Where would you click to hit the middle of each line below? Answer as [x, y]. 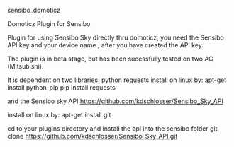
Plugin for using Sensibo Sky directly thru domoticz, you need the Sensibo [116, 37]
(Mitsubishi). [26, 66]
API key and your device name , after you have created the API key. [106, 45]
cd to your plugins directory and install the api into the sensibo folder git [112, 129]
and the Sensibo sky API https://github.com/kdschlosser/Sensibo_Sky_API [115, 101]
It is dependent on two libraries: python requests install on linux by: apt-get [117, 80]
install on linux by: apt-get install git [59, 115]
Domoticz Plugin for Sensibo [49, 24]
